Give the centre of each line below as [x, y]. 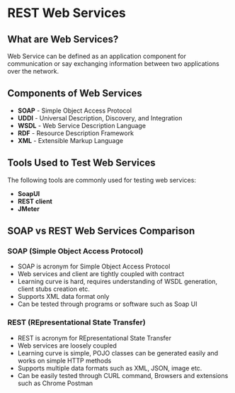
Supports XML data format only [63, 297]
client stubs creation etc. [54, 289]
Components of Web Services [75, 93]
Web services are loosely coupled [67, 346]
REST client [35, 201]
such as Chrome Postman [55, 383]
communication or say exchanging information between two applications [113, 64]
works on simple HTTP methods [64, 360]
